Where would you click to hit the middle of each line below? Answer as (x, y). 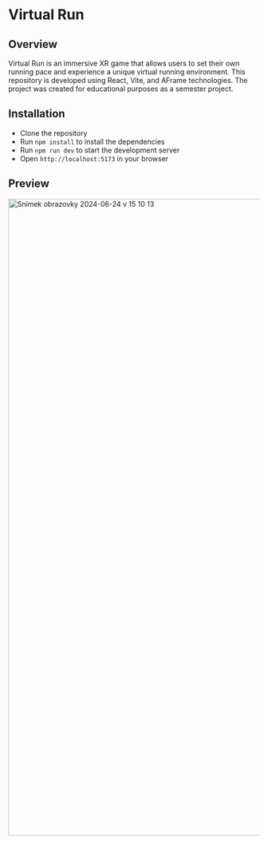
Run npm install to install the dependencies (92, 141)
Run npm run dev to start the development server (100, 150)
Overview (33, 44)
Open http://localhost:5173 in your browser (94, 158)
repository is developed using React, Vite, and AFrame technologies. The (128, 80)
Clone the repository (53, 133)
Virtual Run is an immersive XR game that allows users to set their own (124, 63)
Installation (37, 114)
